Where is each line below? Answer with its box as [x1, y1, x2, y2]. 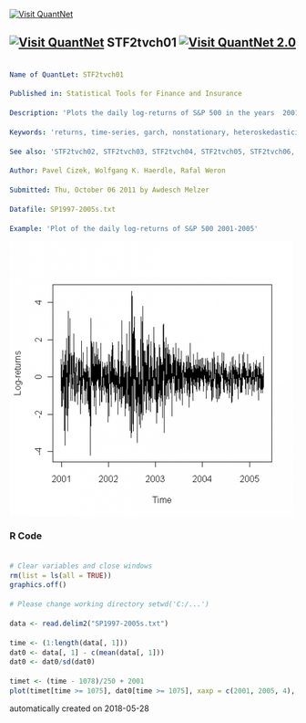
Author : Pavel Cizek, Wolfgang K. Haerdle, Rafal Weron [9, 166, 226, 175]
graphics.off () [9, 581, 67, 590]
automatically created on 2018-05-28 [9, 703, 150, 714]
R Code [9, 529, 43, 542]
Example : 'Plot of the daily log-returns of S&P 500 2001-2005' [9, 224, 259, 233]
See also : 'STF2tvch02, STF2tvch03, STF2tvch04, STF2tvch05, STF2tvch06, [9, 147, 296, 156]
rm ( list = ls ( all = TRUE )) [9, 571, 112, 580]
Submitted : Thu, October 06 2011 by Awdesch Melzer [9, 185, 209, 195]
